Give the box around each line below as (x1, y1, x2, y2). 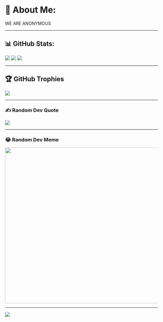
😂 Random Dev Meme (5, 136, 59, 143)
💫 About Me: (5, 4, 56, 16)
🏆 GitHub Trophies (5, 75, 65, 83)
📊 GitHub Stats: (5, 40, 55, 48)
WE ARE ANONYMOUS (5, 20, 51, 26)
